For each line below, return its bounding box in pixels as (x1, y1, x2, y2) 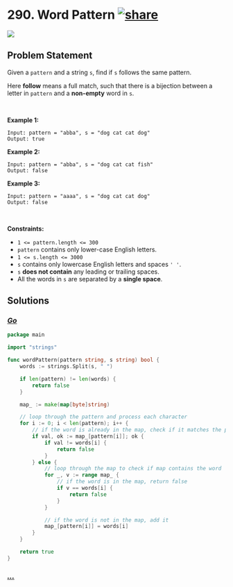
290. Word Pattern (7, 7, 116, 23)
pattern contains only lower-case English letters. (17, 245, 157, 254)
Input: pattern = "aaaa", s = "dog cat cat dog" (7, 192, 150, 199)
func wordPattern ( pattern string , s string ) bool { (7, 356, 159, 364)
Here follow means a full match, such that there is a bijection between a (7, 81, 213, 90)
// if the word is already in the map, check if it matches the (32, 427, 222, 433)
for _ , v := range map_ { (44, 472, 119, 479)
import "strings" (7, 344, 58, 351)
